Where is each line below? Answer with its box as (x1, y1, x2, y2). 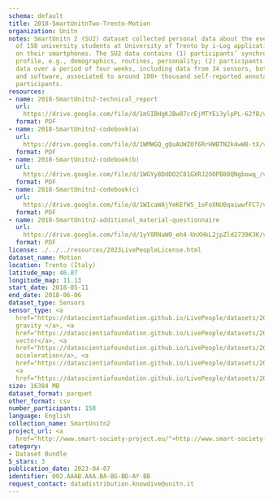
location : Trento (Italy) (8, 261, 96, 269)
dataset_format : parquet (8, 389, 93, 398)
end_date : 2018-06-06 (8, 292, 82, 300)
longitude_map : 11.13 (8, 276, 82, 284)
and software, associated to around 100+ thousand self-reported (15, 72, 242, 80)
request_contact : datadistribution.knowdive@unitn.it (8, 480, 195, 488)
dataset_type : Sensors (8, 299, 85, 307)
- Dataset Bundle (8, 450, 67, 458)
